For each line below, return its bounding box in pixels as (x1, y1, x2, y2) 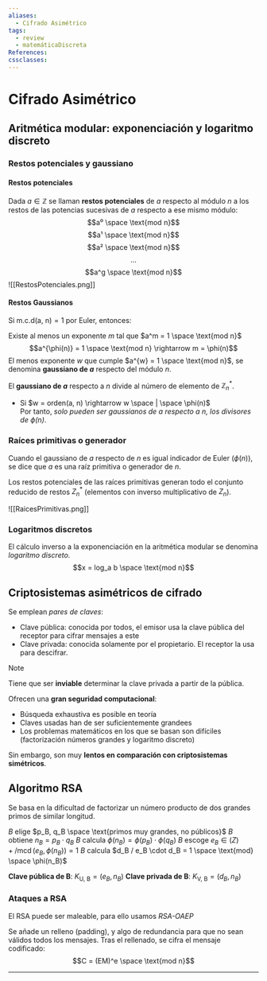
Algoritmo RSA (8, 781, 83, 796)
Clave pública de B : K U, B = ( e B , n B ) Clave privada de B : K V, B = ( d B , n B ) (8, 871, 242, 883)
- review (15, 33, 44, 42)
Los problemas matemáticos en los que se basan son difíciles (19, 726, 222, 736)
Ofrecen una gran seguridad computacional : (8, 694, 157, 704)
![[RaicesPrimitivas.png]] (8, 504, 90, 513)
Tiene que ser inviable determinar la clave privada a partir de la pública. (8, 679, 245, 688)
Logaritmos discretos (8, 524, 93, 535)
